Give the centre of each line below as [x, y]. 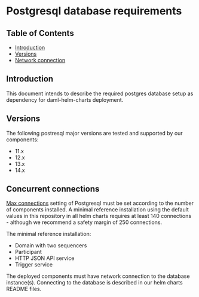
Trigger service [33, 265]
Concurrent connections [53, 189]
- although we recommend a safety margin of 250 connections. [84, 222]
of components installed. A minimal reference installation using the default [98, 210]
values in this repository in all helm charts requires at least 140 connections [99, 216]
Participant [28, 252]
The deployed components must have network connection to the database [98, 276]
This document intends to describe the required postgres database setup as [100, 93]
